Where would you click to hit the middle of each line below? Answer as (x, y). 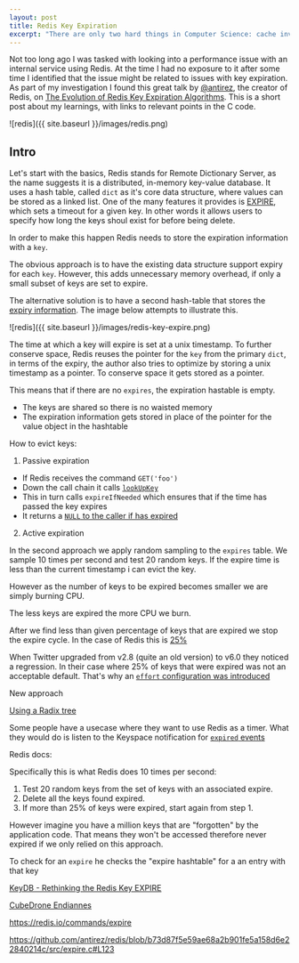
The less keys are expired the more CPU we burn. (100, 613)
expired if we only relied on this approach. (86, 844)
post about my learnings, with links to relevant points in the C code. (133, 107)
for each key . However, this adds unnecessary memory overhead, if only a (145, 274)
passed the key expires (65, 506)
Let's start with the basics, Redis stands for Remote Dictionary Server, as (143, 174)
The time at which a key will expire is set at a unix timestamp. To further (141, 344)
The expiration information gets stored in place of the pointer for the (147, 417)
